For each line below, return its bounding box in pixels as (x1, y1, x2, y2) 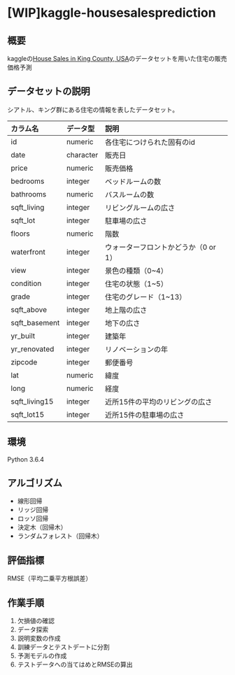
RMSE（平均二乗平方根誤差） (7, 574, 92, 583)
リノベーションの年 (104, 344, 169, 354)
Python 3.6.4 (7, 455, 44, 463)
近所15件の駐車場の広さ (104, 410, 185, 420)
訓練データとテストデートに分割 (17, 643, 110, 651)
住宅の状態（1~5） (104, 278, 168, 288)
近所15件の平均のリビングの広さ (104, 397, 213, 406)
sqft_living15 (10, 397, 54, 406)
